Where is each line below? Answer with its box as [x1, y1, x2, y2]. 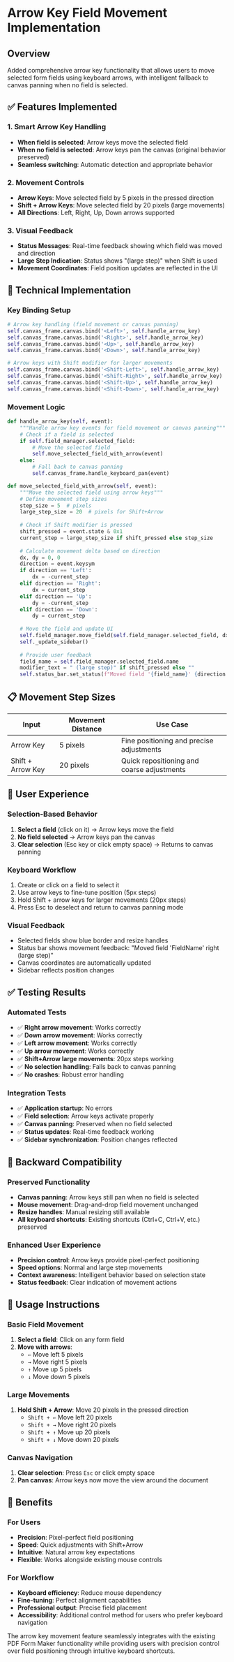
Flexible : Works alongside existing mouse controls [17, 1556, 162, 1564]
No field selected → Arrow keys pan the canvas [17, 833, 155, 841]
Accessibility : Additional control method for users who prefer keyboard [17, 1611, 224, 1619]
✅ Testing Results [7, 986, 86, 998]
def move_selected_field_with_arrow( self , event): [7, 482, 157, 490]
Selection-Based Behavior [7, 809, 97, 819]
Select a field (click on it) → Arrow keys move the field [17, 825, 174, 833]
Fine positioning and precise [120, 736, 214, 745]
